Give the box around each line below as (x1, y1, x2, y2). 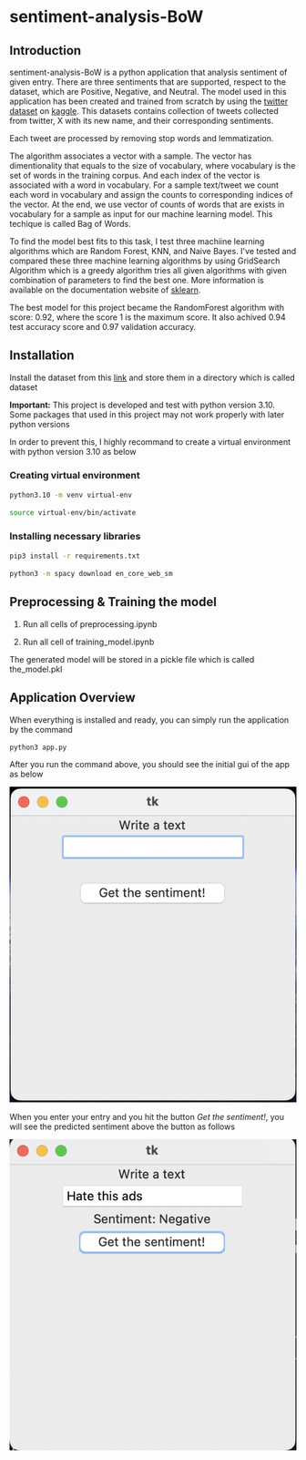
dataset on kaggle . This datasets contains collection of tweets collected (9, 106, 280, 116)
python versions (9, 418, 70, 429)
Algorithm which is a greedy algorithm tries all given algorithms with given (9, 265, 287, 275)
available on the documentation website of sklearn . (9, 284, 201, 295)
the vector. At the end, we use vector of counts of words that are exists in (9, 199, 285, 210)
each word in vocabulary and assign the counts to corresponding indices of (9, 190, 293, 200)
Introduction (9, 43, 82, 58)
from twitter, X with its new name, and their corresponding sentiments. (9, 116, 274, 126)
